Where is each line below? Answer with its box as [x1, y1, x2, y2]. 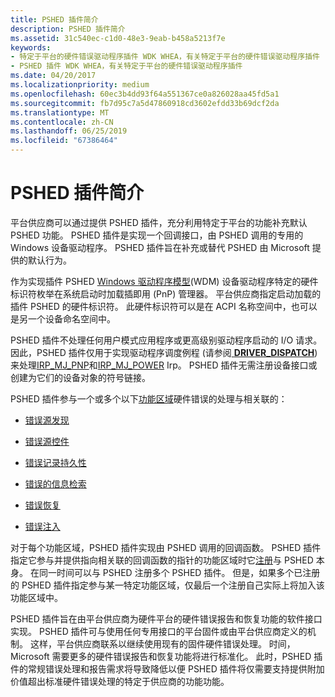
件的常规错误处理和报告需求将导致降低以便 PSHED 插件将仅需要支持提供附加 [10, 662, 325, 675]
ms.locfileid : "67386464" [10, 136, 118, 146]
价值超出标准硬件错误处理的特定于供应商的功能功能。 [10, 675, 230, 687]
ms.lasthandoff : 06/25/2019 [10, 126, 128, 136]
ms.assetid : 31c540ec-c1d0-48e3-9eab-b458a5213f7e [10, 33, 226, 43]
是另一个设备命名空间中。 [10, 312, 116, 325]
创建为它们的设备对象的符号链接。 [10, 371, 151, 383]
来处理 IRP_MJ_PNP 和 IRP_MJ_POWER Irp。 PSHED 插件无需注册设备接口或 [10, 359, 318, 371]
